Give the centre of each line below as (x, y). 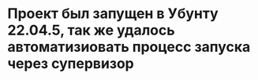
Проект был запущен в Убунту (113, 14)
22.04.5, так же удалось (91, 30)
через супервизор (71, 64)
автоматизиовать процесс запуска (129, 47)
